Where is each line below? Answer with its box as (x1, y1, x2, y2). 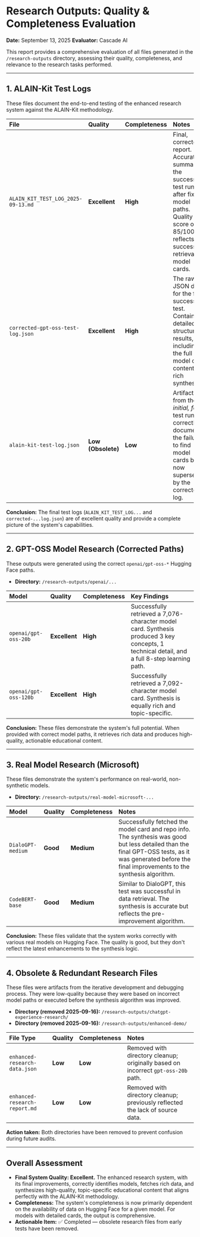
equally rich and (130, 701, 176, 710)
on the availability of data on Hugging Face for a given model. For (14, 1205, 176, 1213)
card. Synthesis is (130, 694, 180, 702)
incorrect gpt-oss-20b (127, 1066, 187, 1075)
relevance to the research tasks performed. (6, 61, 113, 68)
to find (173, 441, 192, 449)
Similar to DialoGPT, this (118, 880, 186, 888)
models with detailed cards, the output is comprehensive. (14, 1212, 156, 1219)
